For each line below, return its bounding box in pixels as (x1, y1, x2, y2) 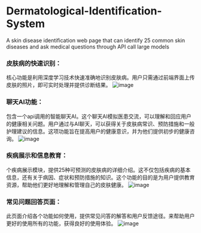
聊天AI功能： (6, 98, 44, 106)
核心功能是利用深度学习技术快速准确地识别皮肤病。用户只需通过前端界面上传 (6, 74, 195, 81)
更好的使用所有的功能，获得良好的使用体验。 (6, 220, 117, 227)
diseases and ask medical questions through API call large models (6, 43, 169, 50)
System (6, 17, 45, 31)
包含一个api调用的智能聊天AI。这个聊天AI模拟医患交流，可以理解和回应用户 (6, 113, 191, 120)
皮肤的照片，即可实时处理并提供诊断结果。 (6, 81, 111, 89)
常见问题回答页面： (6, 198, 62, 206)
